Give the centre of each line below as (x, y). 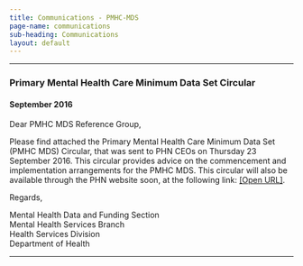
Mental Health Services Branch (67, 225)
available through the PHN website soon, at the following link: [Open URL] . (147, 180)
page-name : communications (60, 26)
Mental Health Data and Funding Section (84, 215)
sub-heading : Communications (64, 34)
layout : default (40, 43)
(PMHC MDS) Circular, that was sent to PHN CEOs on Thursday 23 (133, 151)
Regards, (26, 197)
